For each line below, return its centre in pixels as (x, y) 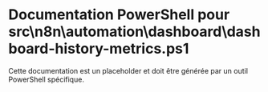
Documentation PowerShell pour (119, 15)
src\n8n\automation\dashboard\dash (134, 32)
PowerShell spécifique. (46, 79)
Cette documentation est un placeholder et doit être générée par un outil (128, 70)
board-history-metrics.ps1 (99, 49)
